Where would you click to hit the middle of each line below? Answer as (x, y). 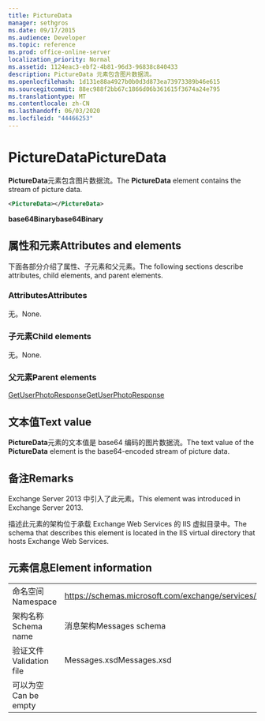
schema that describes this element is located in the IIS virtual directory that (132, 533)
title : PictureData (40, 15)
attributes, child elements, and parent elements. (86, 275)
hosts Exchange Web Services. (58, 542)
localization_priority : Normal (60, 60)
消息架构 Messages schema (115, 625)
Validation (30, 661)
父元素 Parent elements (52, 378)
